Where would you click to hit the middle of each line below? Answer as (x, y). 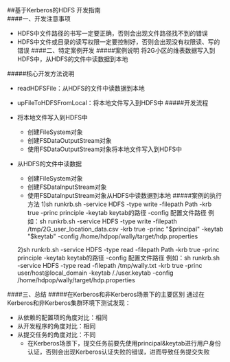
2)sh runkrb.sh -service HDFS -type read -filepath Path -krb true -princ (118, 250)
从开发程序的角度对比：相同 (56, 326)
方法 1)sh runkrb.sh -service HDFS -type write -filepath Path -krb (119, 204)
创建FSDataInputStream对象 (67, 187)
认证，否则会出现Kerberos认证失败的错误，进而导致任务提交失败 (118, 352)
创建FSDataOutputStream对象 (69, 140)
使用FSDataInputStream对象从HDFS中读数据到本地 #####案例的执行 (124, 195)
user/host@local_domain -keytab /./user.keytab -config (95, 273)
